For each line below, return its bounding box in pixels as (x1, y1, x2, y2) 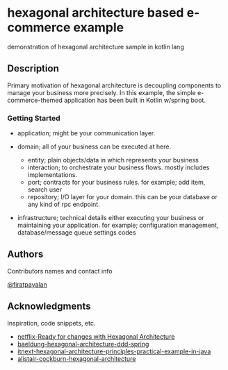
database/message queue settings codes (17, 228, 136, 237)
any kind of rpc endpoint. (27, 200, 100, 209)
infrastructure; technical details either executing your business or (17, 214, 204, 222)
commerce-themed (7, 96, 63, 104)
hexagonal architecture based (7, 5, 184, 21)
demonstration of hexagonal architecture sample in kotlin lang (7, 42, 184, 51)
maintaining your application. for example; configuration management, (17, 221, 219, 230)
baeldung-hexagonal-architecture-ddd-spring (17, 339, 149, 348)
